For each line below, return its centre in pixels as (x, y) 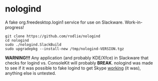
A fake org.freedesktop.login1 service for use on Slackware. (65, 22)
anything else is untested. (31, 73)
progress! (14, 27)
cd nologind (17, 40)
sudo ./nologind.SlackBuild (33, 44)
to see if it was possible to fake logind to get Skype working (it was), (73, 68)
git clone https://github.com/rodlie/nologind (53, 36)
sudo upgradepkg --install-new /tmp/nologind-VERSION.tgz (65, 49)
